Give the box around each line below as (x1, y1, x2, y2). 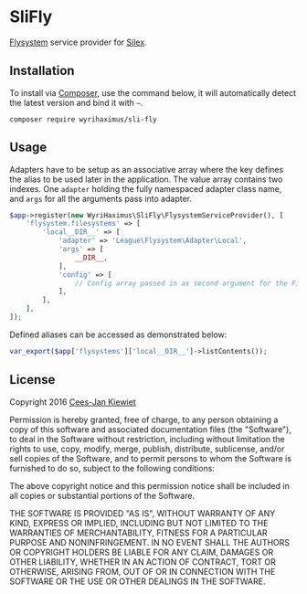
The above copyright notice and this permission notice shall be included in (9, 480, 290, 491)
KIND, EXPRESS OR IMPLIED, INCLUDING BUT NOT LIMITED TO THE (9, 517, 269, 528)
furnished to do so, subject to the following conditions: (9, 462, 215, 473)
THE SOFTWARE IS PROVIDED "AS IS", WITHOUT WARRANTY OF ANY (9, 507, 276, 518)
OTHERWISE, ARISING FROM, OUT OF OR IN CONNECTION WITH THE (9, 566, 276, 577)
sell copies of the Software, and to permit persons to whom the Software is (9, 452, 292, 463)
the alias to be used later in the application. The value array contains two (9, 174, 283, 185)
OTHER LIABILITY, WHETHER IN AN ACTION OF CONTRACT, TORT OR (9, 556, 276, 567)
